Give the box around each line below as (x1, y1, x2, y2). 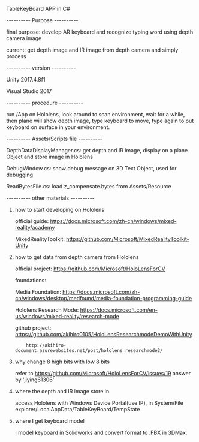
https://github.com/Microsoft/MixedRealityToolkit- (65, 236, 190, 242)
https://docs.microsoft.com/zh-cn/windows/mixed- (50, 218, 177, 224)
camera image (6, 35, 42, 41)
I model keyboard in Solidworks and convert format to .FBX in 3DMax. (14, 429, 188, 436)
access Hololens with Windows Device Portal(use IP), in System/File (14, 399, 184, 407)
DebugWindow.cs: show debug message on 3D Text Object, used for (6, 165, 177, 172)
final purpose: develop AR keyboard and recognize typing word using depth (6, 28, 194, 35)
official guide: (14, 218, 49, 224)
